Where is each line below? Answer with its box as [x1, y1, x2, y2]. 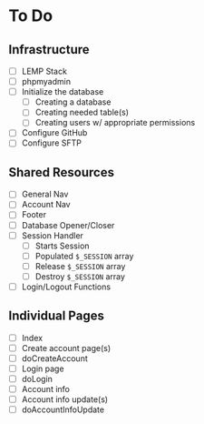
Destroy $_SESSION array [34, 270, 126, 282]
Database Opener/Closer [21, 219, 115, 230]
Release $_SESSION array [34, 260, 126, 271]
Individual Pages [8, 308, 105, 324]
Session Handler [21, 229, 83, 241]
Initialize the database [21, 86, 104, 97]
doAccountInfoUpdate [21, 404, 105, 415]
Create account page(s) [21, 342, 111, 353]
